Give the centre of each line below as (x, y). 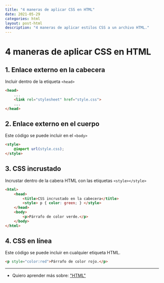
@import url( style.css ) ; (39, 149)
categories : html (23, 19)
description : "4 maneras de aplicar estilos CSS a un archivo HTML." (77, 28)
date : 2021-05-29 (23, 14)
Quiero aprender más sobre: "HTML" (49, 276)
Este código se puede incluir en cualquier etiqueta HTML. (63, 253)
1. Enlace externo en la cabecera (55, 70)
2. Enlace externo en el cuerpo (52, 124)
